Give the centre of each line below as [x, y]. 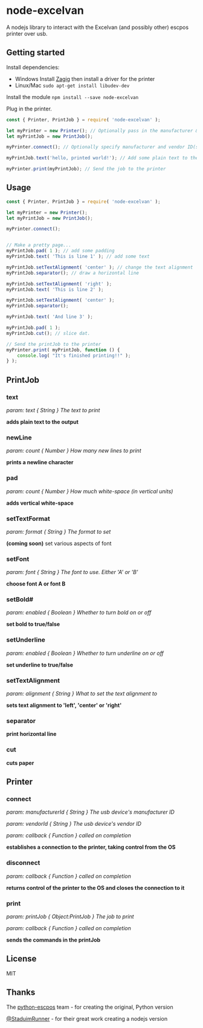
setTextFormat [28, 519]
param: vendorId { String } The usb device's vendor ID [74, 824]
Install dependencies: [33, 67]
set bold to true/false [33, 624]
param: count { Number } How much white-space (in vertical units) [90, 491]
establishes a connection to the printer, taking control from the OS [91, 847]
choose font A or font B [36, 584]
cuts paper [20, 763]
